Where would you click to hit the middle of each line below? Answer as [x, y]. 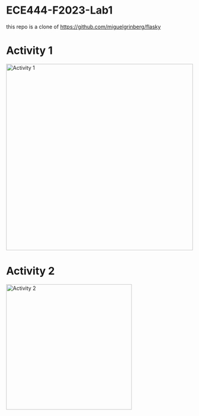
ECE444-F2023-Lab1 [60, 10]
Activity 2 [31, 271]
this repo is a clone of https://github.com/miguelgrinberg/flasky [84, 27]
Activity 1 [30, 51]
